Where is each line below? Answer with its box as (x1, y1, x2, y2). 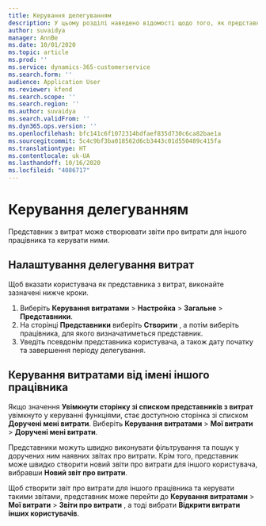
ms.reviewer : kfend (8, 85, 73, 94)
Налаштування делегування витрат (8, 259, 195, 272)
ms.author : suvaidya (8, 108, 77, 116)
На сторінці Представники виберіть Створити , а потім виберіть (19, 320, 239, 329)
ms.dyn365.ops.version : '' (8, 122, 97, 130)
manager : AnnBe (8, 33, 59, 42)
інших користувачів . (8, 509, 80, 518)
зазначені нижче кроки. (8, 287, 89, 298)
